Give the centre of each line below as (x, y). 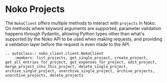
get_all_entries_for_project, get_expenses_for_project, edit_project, (81, 62)
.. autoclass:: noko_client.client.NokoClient (54, 53)
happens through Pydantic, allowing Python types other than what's (75, 33)
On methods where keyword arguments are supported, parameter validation (83, 28)
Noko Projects (35, 9)
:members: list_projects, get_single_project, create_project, (81, 58)
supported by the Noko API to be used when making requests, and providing (84, 39)
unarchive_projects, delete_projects (44, 75)
